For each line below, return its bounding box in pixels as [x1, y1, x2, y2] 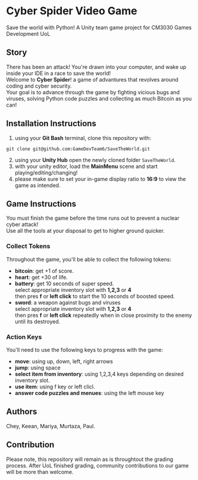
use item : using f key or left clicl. [14, 383, 95, 390]
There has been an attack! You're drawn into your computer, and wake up [6, 63, 187, 70]
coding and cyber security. [6, 82, 73, 89]
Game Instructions [6, 198, 77, 209]
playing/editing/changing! [14, 169, 78, 176]
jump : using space [14, 364, 61, 371]
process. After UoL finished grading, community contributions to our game [6, 462, 189, 469]
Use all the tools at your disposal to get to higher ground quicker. [6, 227, 165, 235]
